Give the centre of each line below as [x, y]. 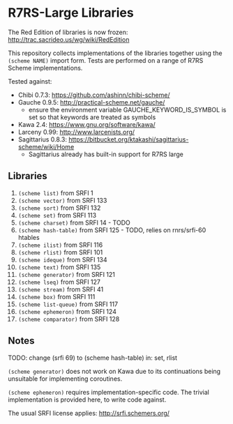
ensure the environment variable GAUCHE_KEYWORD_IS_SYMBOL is [127, 109]
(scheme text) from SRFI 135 [59, 267]
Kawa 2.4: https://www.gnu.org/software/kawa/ [87, 124]
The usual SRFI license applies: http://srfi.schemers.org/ [89, 413]
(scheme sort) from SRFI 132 [59, 208]
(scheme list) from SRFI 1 [55, 192]
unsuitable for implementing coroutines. [65, 379]
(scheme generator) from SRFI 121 [67, 274]
